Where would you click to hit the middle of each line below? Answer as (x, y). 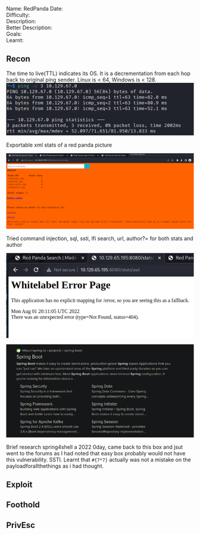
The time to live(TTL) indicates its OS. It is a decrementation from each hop (98, 73)
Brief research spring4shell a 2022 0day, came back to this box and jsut (95, 447)
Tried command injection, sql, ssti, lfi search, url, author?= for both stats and (100, 238)
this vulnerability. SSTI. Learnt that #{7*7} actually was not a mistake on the (99, 460)
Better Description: (29, 27)
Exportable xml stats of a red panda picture (59, 145)
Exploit (19, 484)
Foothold (23, 505)
